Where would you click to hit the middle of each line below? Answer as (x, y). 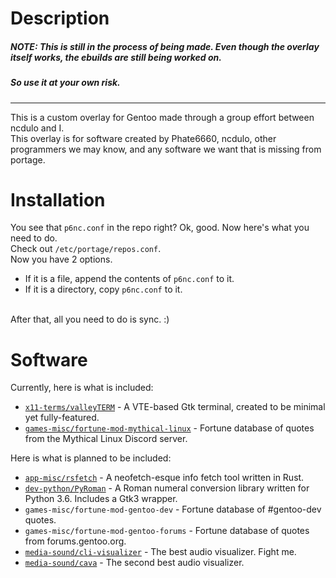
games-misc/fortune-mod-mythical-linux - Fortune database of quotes (169, 428)
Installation (58, 199)
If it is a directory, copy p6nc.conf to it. (103, 289)
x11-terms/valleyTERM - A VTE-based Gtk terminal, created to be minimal (175, 407)
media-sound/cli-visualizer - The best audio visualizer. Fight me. (160, 552)
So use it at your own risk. (65, 83)
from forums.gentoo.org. (75, 541)
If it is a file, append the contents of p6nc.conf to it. (129, 279)
